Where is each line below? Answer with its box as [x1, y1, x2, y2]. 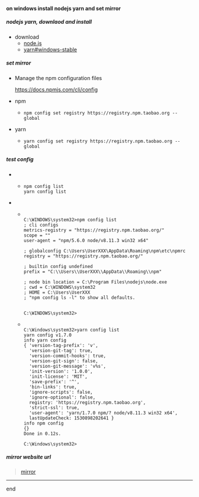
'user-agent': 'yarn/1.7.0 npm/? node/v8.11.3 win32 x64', [28, 410, 178, 416]
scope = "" [23, 232, 51, 238]
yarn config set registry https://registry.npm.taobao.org [23, 138, 173, 144]
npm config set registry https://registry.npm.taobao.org [23, 110, 170, 116]
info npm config [23, 420, 64, 426]
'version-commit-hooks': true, [28, 353, 107, 359]
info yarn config [23, 337, 67, 343]
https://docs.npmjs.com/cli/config [14, 86, 98, 93]
